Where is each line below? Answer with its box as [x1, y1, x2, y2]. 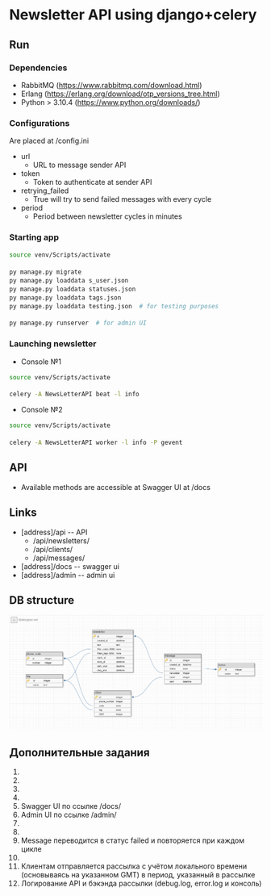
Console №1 [20, 357, 61, 366]
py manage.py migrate [9, 268, 82, 276]
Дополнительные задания [9, 745, 150, 760]
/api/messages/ [32, 553, 85, 563]
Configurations [9, 117, 70, 128]
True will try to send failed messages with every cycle [32, 195, 212, 204]
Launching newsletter [9, 338, 97, 350]
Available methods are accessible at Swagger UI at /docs [20, 482, 211, 492]
